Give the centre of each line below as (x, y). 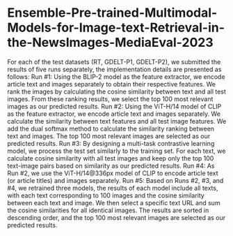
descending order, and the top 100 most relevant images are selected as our (116, 217)
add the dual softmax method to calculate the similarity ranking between (111, 128)
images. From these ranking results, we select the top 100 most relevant (110, 98)
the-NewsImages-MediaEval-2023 (110, 43)
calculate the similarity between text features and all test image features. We (117, 121)
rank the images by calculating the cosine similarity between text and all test (116, 91)
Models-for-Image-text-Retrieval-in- (116, 28)
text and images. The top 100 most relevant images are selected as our (109, 136)
